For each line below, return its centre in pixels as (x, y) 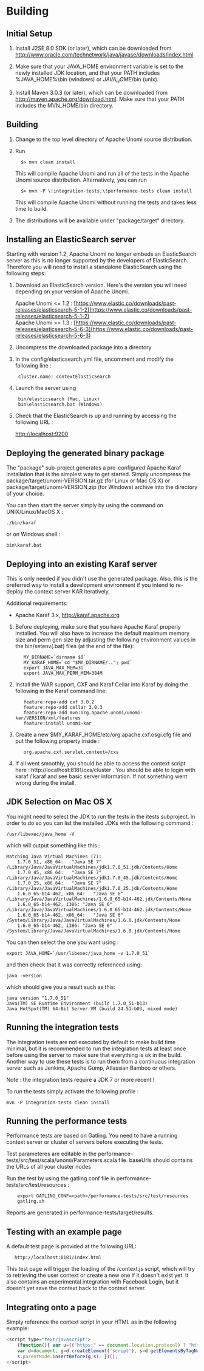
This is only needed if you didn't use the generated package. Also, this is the (102, 579)
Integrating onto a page (52, 1307)
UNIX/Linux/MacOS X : (35, 512)
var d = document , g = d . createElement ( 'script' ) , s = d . (84, 1351)
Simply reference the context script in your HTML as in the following (92, 1322)
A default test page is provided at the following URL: (71, 1246)
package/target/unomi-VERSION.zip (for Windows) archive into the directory (102, 487)
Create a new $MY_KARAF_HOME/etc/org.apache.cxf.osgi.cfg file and (103, 735)
